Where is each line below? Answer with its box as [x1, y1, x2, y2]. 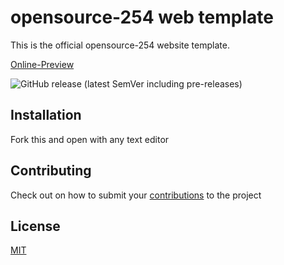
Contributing [10, 162, 92, 180]
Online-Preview [10, 58, 75, 70]
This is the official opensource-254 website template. [10, 39, 230, 51]
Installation [10, 107, 82, 124]
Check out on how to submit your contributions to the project [10, 189, 262, 201]
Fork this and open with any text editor [10, 133, 170, 145]
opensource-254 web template [10, 6, 274, 29]
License [10, 217, 61, 235]
